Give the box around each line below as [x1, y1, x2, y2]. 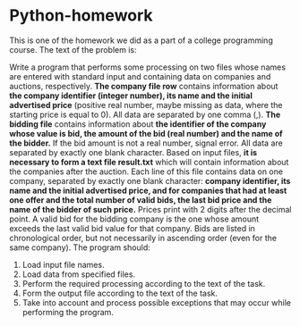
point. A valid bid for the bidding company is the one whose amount [9, 213, 260, 224]
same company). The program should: [9, 242, 150, 253]
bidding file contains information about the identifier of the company [9, 118, 267, 130]
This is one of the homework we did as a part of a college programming [9, 35, 273, 46]
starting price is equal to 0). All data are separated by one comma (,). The [9, 109, 281, 120]
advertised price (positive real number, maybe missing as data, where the [9, 99, 283, 110]
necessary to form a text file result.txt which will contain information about [9, 156, 289, 167]
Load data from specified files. [21, 269, 136, 280]
